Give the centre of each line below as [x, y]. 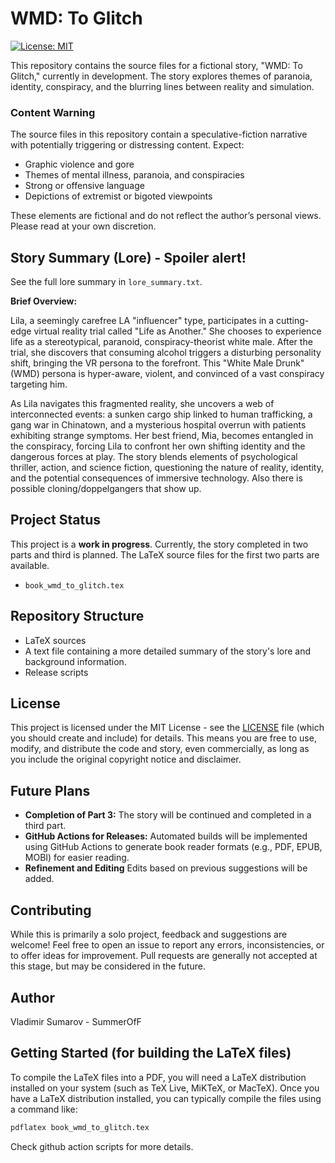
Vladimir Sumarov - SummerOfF [76, 1021]
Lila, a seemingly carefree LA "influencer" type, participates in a [142, 321]
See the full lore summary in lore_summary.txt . [106, 282]
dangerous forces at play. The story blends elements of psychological [154, 457]
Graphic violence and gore [79, 164]
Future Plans [50, 790]
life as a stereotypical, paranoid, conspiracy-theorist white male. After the [161, 342]
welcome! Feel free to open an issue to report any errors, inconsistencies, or [167, 945]
